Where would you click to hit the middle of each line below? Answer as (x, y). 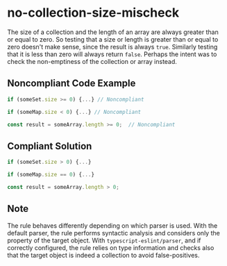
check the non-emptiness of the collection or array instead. (92, 61)
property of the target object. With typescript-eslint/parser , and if (104, 240)
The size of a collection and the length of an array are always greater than (113, 32)
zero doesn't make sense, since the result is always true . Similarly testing (112, 47)
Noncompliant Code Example (72, 84)
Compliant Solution (50, 146)
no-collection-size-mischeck (93, 13)
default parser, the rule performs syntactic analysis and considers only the (113, 233)
